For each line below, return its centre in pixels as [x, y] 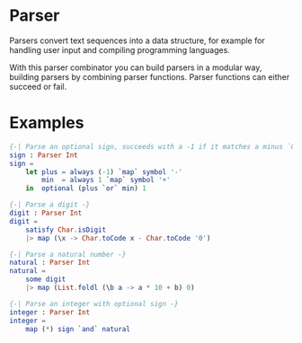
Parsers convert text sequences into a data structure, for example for [137, 40]
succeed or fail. [38, 86]
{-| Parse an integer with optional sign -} [94, 303]
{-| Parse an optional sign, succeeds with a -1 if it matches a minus [146, 146]
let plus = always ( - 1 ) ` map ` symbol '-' [104, 171]
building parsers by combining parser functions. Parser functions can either [150, 76]
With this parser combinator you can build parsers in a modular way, [136, 67]
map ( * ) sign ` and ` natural [78, 329]
